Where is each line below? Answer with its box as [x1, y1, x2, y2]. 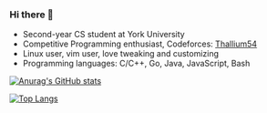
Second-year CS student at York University [22, 29, 185, 40]
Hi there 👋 [9, 8, 55, 21]
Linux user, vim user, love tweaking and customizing [22, 48, 220, 59]
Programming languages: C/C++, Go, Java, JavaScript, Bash [22, 58, 251, 69]
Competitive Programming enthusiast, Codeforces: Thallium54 [22, 38, 258, 49]
